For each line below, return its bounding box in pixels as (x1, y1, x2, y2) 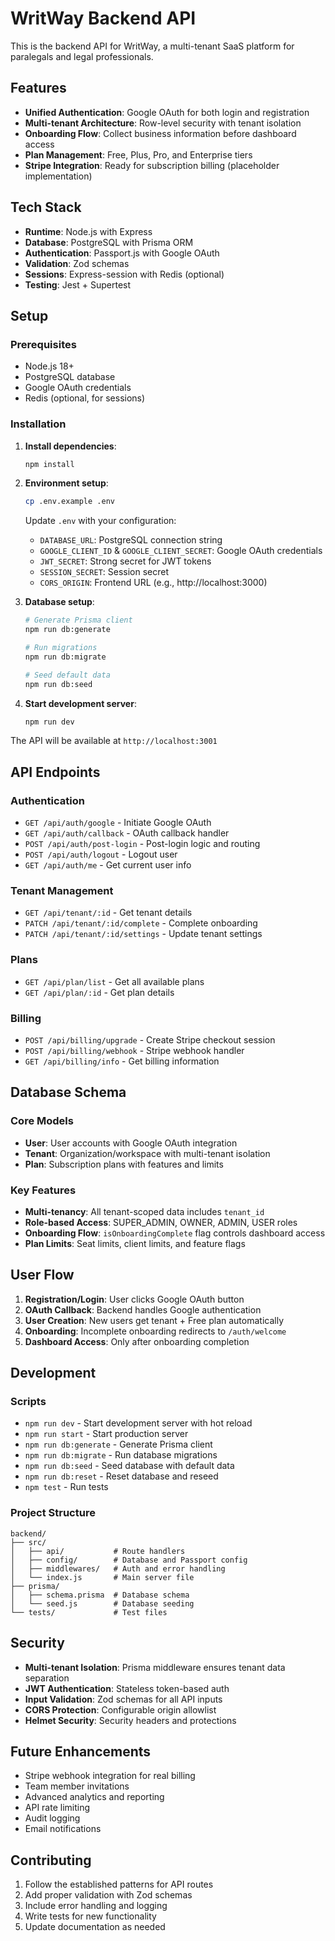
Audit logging (24, 1812, 81, 1824)
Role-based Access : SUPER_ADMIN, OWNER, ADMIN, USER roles (24, 1216, 298, 1228)
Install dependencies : (24, 440, 117, 452)
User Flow (10, 1267, 75, 1284)
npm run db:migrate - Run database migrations (24, 1449, 218, 1461)
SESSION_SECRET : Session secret (39, 566, 170, 578)
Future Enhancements (10, 1743, 152, 1760)
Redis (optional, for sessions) (24, 392, 146, 404)
